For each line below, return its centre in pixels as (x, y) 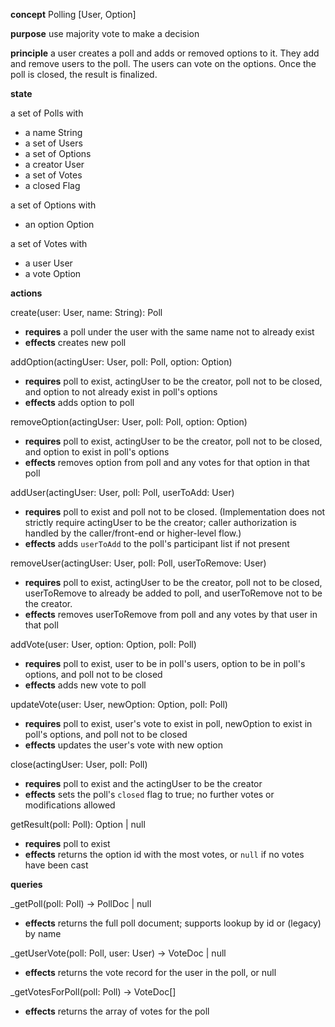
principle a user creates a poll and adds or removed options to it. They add (165, 53)
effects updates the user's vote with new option (123, 745)
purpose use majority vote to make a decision (105, 33)
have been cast (56, 865)
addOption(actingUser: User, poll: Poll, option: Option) (121, 362)
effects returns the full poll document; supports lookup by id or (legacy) (173, 923)
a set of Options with (53, 205)
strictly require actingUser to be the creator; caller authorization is (161, 522)
